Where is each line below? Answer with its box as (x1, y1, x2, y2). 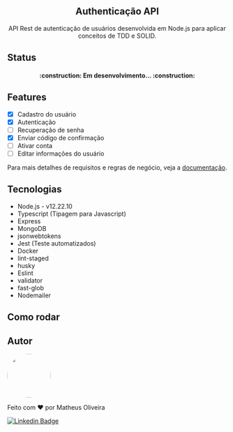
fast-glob (17, 283, 44, 292)
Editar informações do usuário (17, 149, 105, 158)
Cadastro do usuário (17, 110, 77, 118)
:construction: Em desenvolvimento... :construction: (39, 71, 195, 80)
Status (7, 52, 37, 64)
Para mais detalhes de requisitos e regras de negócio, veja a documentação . (7, 163, 227, 172)
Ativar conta (17, 141, 53, 149)
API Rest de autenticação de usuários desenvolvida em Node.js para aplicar (8, 24, 227, 32)
